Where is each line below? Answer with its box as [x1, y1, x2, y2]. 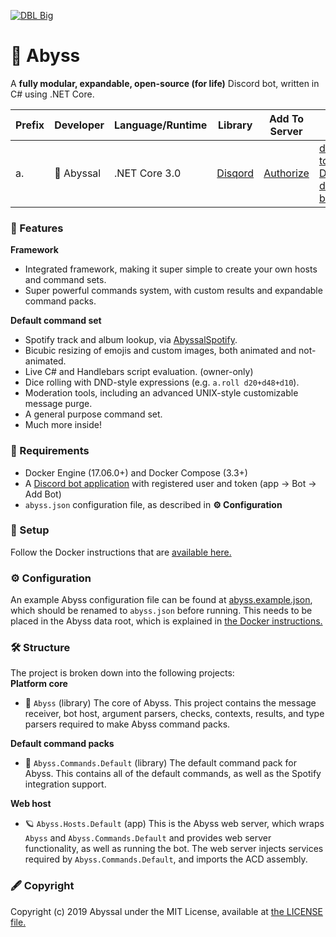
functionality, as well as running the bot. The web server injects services [24, 843, 324, 855]
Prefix [15, 118, 45, 132]
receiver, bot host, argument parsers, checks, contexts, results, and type [24, 708, 325, 720]
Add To [268, 111, 305, 125]
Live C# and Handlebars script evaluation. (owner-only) [24, 366, 254, 378]
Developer [54, 118, 105, 132]
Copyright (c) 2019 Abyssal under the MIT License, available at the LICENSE [10, 905, 324, 917]
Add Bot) [24, 488, 62, 500]
